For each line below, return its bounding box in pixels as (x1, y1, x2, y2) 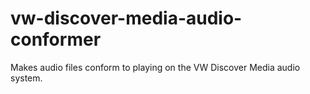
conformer (10, 28, 102, 51)
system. (10, 72, 43, 84)
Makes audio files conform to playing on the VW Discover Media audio (10, 61, 301, 73)
